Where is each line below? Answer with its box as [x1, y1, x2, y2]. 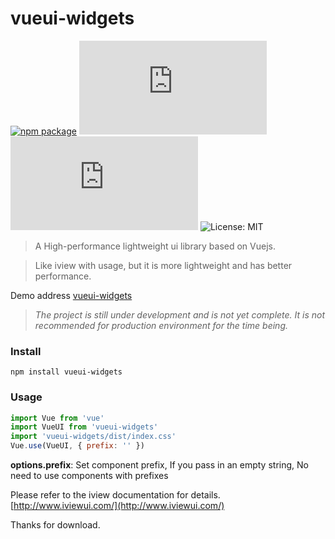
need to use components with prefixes [10, 470, 169, 482]
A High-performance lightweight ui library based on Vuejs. [34, 240, 276, 252]
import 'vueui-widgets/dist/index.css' [10, 432, 177, 442]
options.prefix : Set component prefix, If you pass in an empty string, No [10, 459, 309, 471]
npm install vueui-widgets [10, 367, 123, 377]
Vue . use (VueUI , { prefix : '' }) [10, 441, 145, 451]
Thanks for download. [10, 519, 101, 531]
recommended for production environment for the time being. [34, 319, 288, 331]
